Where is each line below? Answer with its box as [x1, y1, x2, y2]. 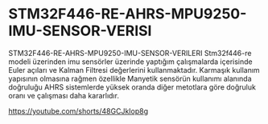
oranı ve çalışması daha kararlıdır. [8, 90, 119, 100]
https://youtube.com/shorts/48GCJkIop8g [8, 106, 149, 116]
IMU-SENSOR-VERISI [8, 22, 152, 40]
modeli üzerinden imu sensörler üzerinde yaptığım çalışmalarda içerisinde [8, 57, 253, 66]
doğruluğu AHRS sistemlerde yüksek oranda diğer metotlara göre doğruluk [8, 82, 256, 92]
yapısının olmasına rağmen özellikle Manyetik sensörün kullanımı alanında [8, 74, 252, 83]
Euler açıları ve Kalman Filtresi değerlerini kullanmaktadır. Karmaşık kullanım [8, 65, 260, 74]
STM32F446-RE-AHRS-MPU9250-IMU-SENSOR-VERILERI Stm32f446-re [8, 48, 252, 58]
